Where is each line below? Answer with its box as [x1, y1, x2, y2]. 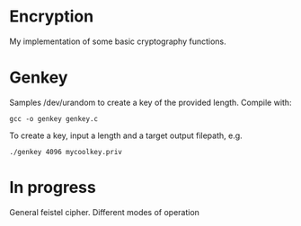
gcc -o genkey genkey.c [9, 114, 99, 123]
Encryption [9, 6, 94, 27]
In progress [9, 178, 96, 198]
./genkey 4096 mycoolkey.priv [9, 147, 123, 156]
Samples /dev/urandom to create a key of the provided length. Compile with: [9, 97, 292, 108]
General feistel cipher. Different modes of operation [9, 206, 200, 217]
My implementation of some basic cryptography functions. [9, 36, 226, 47]
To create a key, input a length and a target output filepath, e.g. [9, 130, 243, 141]
